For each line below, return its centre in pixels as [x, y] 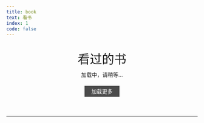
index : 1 [17, 23]
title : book [21, 12]
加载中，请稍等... [102, 75]
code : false [21, 29]
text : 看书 [19, 18]
